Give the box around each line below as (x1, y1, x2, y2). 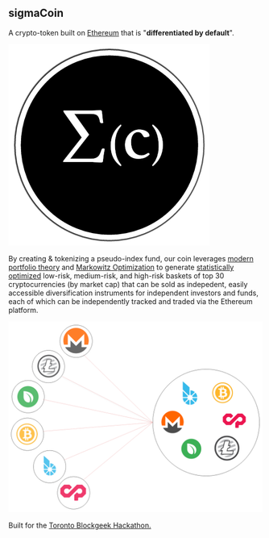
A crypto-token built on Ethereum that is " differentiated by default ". (8, 27, 235, 37)
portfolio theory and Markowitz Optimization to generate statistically (8, 262, 234, 272)
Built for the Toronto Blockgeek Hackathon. (8, 520, 151, 530)
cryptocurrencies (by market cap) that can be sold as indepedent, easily (8, 279, 248, 289)
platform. (8, 305, 39, 315)
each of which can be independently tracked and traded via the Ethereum (8, 296, 253, 306)
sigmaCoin (8, 6, 64, 20)
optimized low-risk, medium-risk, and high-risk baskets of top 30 (8, 270, 225, 281)
